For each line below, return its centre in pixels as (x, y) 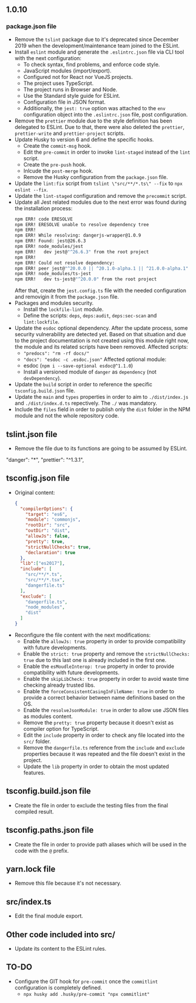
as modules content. (48, 716)
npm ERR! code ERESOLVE (44, 219)
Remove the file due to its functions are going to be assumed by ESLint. (101, 448)
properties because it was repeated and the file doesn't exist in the (104, 754)
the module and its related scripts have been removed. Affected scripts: (101, 347)
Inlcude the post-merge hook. (58, 171)
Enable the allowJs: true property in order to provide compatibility (104, 641)
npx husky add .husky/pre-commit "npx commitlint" (87, 994)
